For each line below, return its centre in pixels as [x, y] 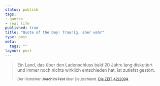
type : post [16, 37]
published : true [22, 28]
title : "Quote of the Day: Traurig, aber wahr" [55, 32]
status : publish [22, 10]
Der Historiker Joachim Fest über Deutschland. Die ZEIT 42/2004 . [73, 79]
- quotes [14, 19]
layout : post [18, 51]
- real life [17, 23]
